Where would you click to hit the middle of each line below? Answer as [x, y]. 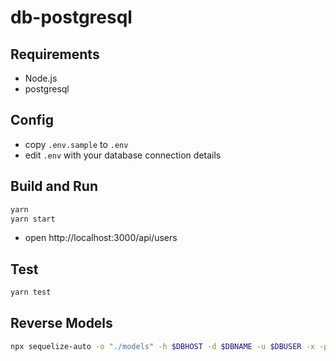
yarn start [33, 219]
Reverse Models [61, 323]
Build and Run [54, 186]
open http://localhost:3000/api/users [101, 238]
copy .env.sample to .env [76, 144]
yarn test [31, 292]
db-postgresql [71, 17]
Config [32, 120]
